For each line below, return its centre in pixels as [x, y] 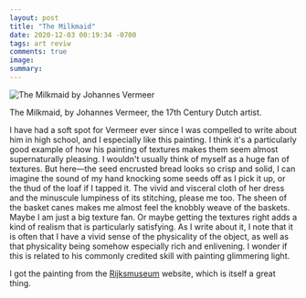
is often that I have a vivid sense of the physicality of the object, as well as [149, 236]
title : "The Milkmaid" [53, 26]
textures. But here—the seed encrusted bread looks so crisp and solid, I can [153, 169]
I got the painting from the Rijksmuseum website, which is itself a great [142, 273]
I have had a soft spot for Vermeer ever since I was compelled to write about [153, 129]
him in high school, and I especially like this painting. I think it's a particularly [153, 139]
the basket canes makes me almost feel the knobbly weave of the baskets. [150, 207]
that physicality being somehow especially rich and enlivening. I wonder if [148, 246]
